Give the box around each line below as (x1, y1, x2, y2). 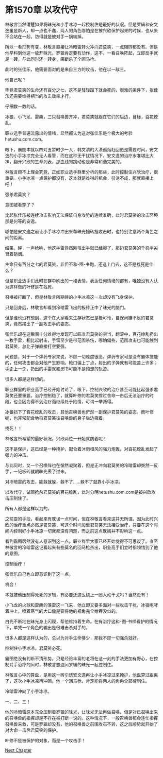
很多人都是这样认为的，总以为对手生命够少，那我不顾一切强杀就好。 (5, 635, 141, 640)
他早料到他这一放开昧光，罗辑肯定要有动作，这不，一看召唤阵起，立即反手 (5, 50, 154, 56)
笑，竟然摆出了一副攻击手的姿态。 (5, 321, 73, 327)
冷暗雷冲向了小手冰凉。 (5, 688, 52, 694)
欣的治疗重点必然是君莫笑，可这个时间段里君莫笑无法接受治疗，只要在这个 (5, 522, 154, 528)
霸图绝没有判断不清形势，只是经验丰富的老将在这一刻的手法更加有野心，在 (5, 655, 154, 661)
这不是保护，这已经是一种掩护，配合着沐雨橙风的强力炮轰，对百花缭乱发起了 (5, 446, 158, 452)
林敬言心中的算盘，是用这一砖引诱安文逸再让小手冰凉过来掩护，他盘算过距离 (5, 672, 158, 678)
